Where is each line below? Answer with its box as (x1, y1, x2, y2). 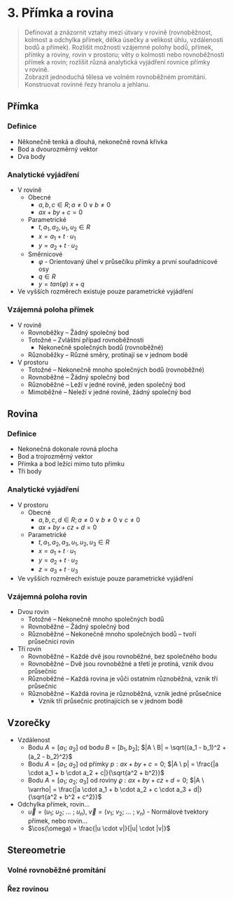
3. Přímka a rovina (7, 5, 114, 21)
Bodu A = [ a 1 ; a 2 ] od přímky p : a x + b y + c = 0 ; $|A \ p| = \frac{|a (27, 760, 219, 769)
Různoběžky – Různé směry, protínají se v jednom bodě (27, 350, 188, 358)
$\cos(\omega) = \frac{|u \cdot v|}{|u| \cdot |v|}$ (27, 824, 171, 832)
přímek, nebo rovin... (27, 817, 88, 825)
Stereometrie (7, 844, 66, 856)
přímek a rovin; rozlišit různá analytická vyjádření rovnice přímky (24, 57, 211, 66)
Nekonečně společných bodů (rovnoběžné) (38, 343, 164, 351)
